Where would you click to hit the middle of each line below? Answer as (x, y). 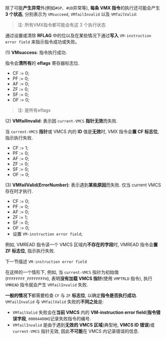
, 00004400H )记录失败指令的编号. (58, 319)
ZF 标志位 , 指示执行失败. (30, 251)
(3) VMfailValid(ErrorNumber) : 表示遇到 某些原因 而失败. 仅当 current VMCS (83, 185)
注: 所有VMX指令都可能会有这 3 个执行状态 (62, 25)
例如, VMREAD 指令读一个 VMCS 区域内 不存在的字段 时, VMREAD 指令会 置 (81, 245)
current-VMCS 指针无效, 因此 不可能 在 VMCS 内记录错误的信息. (76, 331)
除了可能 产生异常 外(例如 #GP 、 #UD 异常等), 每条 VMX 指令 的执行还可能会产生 (83, 8)
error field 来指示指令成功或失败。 (42, 42)
